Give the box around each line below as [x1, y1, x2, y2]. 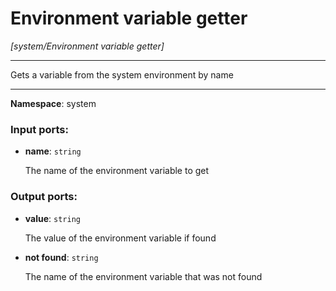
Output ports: [10, 190, 78, 204]
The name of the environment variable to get [24, 165, 210, 177]
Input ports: [10, 122, 69, 136]
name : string [24, 145, 82, 157]
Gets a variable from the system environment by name [10, 68, 234, 81]
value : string [24, 212, 81, 224]
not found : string [24, 251, 99, 263]
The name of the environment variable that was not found [24, 270, 263, 282]
